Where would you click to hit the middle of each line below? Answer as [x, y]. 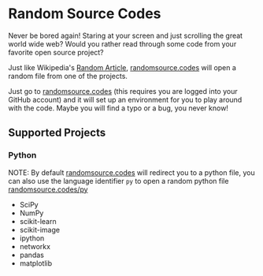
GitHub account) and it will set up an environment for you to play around [125, 99]
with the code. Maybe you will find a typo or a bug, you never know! [118, 108]
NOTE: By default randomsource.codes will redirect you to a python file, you [131, 172]
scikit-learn [38, 221]
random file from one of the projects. [68, 76]
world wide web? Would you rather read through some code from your [122, 43]
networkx [35, 246]
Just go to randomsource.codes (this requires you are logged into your [123, 91]
